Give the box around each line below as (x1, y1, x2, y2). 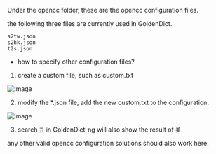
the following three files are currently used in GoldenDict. (7, 20, 173, 27)
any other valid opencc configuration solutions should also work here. (7, 139, 209, 147)
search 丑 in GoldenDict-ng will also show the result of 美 (17, 125, 181, 134)
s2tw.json (7, 33, 36, 40)
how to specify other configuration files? (17, 57, 135, 66)
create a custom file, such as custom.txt (17, 71, 134, 79)
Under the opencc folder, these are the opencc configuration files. (7, 6, 198, 14)
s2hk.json (7, 39, 36, 46)
